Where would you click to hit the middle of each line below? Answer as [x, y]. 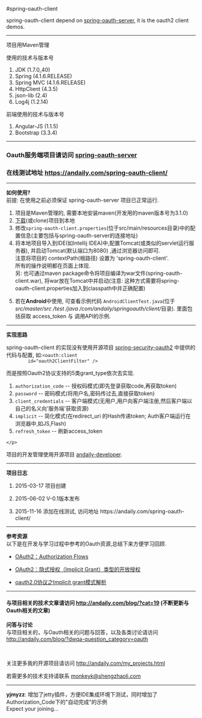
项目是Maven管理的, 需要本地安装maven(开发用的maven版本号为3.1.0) [101, 213]
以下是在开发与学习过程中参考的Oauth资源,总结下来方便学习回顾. [86, 544]
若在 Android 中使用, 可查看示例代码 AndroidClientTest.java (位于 [95, 301]
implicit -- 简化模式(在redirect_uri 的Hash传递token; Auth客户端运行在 [103, 416]
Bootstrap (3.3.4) [36, 133]
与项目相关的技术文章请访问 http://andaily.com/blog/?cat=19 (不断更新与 [98, 603]
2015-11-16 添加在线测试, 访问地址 [57, 511]
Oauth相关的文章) [28, 610]
